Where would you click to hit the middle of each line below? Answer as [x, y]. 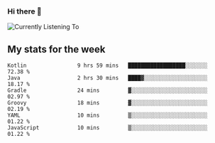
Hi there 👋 [25, 11]
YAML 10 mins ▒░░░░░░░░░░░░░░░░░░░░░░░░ [107, 116]
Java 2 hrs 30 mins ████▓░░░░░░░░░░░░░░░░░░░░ [107, 78]
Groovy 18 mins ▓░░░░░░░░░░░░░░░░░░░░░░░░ [107, 103]
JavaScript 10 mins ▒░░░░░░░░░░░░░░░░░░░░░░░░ [107, 128]
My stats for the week [56, 49]
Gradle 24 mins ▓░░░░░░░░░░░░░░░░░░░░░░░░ [107, 91]
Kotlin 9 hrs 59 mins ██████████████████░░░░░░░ [107, 66]
